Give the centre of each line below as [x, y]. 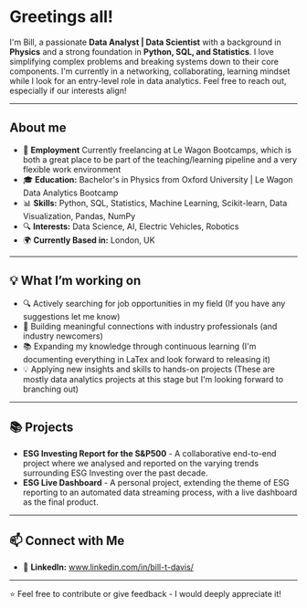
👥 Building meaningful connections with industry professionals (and [150, 326]
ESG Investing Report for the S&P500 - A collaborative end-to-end [149, 454]
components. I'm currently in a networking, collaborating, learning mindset [150, 71]
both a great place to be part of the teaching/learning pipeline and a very [160, 159]
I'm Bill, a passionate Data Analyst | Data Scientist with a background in [145, 42]
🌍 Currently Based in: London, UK [89, 240]
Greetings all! [62, 17]
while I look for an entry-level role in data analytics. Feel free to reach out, [148, 80]
